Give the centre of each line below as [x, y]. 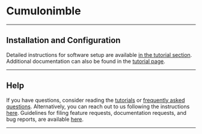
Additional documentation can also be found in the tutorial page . [86, 61]
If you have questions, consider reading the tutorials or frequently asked [96, 100]
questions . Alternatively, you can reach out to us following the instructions [98, 106]
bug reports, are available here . [45, 119]
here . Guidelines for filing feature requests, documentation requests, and [96, 112]
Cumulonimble [44, 11]
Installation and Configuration [63, 40]
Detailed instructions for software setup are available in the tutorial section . [99, 54]
